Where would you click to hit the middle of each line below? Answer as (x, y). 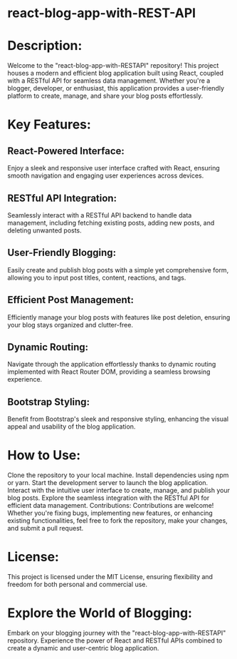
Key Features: (49, 124)
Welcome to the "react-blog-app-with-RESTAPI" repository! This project (113, 66)
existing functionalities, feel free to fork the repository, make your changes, (117, 521)
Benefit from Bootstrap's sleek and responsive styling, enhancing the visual (118, 419)
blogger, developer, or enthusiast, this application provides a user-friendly (116, 88)
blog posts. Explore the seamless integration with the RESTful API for (109, 498)
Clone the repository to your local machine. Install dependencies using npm (118, 475)
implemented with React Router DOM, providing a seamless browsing (109, 372)
